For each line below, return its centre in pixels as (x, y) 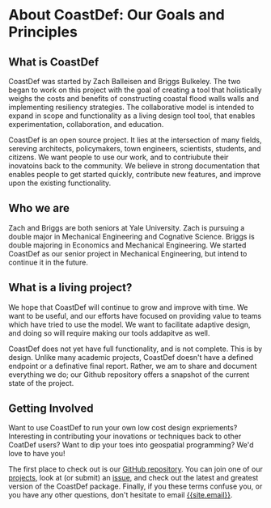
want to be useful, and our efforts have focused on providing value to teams (135, 315)
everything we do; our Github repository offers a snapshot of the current (129, 375)
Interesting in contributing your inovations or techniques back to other (125, 436)
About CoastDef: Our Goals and (116, 15)
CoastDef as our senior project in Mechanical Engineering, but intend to (128, 253)
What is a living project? (70, 288)
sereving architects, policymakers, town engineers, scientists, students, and (135, 148)
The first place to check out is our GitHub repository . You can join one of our (135, 469)
